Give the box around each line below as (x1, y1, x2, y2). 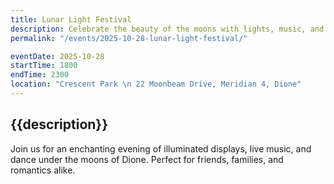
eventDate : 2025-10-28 (10, 51, 105, 61)
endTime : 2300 (10, 70, 70, 80)
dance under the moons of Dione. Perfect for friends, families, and (10, 153, 284, 165)
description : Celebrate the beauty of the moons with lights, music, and (10, 24, 325, 34)
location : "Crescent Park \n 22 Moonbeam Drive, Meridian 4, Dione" (10, 79, 302, 90)
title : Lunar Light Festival (10, 14, 132, 25)
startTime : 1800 (10, 61, 78, 71)
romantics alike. (10, 164, 76, 176)
